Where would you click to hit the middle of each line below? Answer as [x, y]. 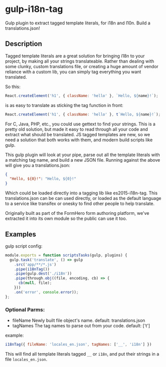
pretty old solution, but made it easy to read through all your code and [77, 129]
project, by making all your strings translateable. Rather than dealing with [80, 61]
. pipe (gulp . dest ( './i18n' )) [43, 274]
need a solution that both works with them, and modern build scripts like [79, 140]
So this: [13, 87]
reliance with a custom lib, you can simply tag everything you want [73, 72]
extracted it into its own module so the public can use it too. [66, 219]
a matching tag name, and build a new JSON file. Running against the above [83, 160]
